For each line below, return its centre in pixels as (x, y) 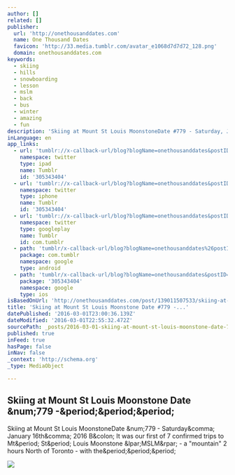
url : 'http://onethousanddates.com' (67, 33)
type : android (40, 268)
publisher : (23, 27)
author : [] (23, 14)
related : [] (24, 20)
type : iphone (39, 196)
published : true (31, 333)
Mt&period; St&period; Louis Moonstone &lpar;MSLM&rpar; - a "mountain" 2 (117, 443)
